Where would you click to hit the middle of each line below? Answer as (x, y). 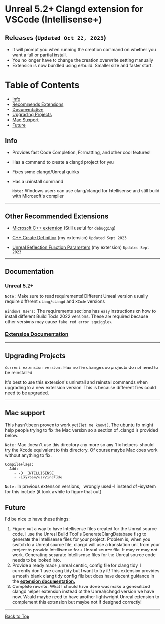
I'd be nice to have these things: (38, 519)
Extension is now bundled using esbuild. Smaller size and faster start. (82, 65)
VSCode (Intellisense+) (54, 19)
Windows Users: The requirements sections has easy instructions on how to (81, 311)
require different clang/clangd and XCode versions (55, 301)
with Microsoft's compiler (38, 196)
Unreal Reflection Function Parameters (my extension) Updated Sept (81, 247)
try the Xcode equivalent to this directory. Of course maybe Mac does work (81, 450)
